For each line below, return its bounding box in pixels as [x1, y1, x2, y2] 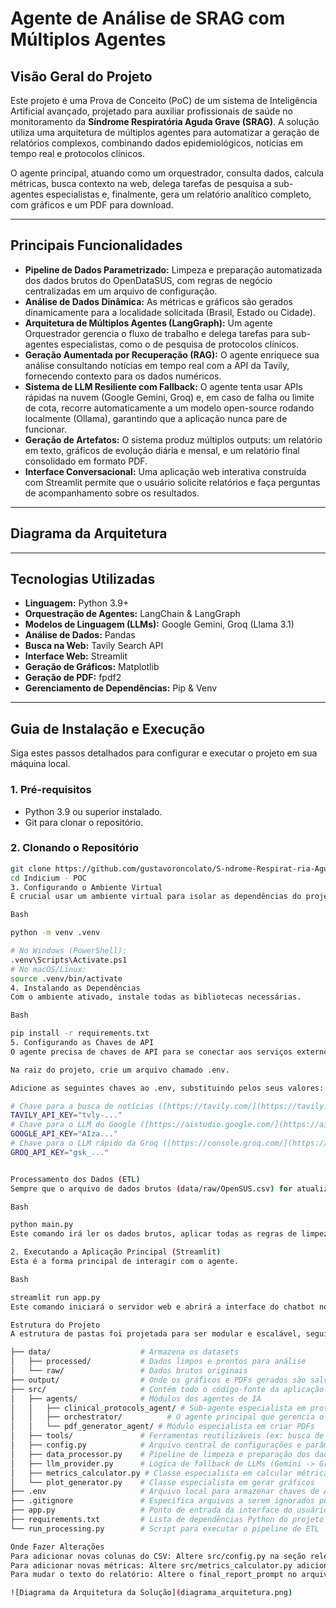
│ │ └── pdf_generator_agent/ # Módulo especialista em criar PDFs [10, 1422, 315, 1432]
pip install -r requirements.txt [10, 1028, 150, 1039]
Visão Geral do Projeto [10, 68, 153, 85]
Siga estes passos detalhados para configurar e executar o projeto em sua [10, 747, 318, 759]
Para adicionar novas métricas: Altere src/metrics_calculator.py [10, 1560, 293, 1571]
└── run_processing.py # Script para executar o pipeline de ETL [10, 1523, 320, 1534]
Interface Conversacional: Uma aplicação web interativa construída [24, 465, 307, 477]
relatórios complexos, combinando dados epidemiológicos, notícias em [10, 137, 304, 149]
